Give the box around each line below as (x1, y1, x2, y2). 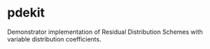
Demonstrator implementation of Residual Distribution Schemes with (7, 28, 203, 36)
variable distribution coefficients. (7, 35, 102, 43)
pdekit (7, 5, 45, 21)
